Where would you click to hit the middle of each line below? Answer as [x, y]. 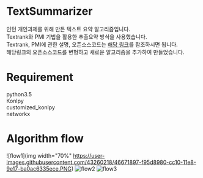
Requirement [40, 77]
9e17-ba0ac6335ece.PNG [39, 168]
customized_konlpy [31, 107]
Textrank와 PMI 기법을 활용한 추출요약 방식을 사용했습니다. [77, 37]
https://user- [89, 155]
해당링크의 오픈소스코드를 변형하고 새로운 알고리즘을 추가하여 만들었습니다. [95, 52]
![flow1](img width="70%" [39, 155]
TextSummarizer [50, 11]
